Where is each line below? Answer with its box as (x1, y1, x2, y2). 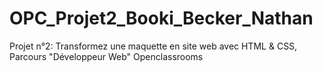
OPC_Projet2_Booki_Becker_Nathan (9, 7, 314, 30)
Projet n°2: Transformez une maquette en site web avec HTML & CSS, (9, 40, 298, 52)
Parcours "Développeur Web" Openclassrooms (9, 50, 204, 62)
